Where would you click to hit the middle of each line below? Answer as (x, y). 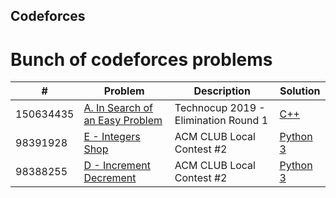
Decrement (110, 178)
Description (222, 91)
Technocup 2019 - (220, 108)
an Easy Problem (123, 121)
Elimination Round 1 (221, 121)
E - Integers (112, 137)
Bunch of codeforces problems (141, 59)
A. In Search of (118, 108)
